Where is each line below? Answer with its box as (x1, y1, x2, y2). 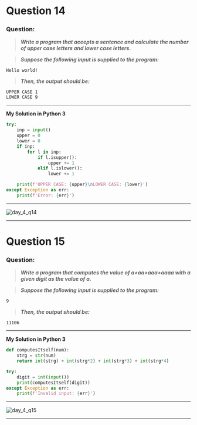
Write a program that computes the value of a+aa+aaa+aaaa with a (20, 269, 191, 276)
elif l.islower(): (37, 165, 83, 171)
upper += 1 (47, 160, 75, 166)
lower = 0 (16, 138, 41, 144)
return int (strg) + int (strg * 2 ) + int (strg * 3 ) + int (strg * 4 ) (16, 358, 169, 364)
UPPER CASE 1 (6, 89, 38, 95)
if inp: (16, 143, 35, 150)
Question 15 (6, 235, 66, 248)
